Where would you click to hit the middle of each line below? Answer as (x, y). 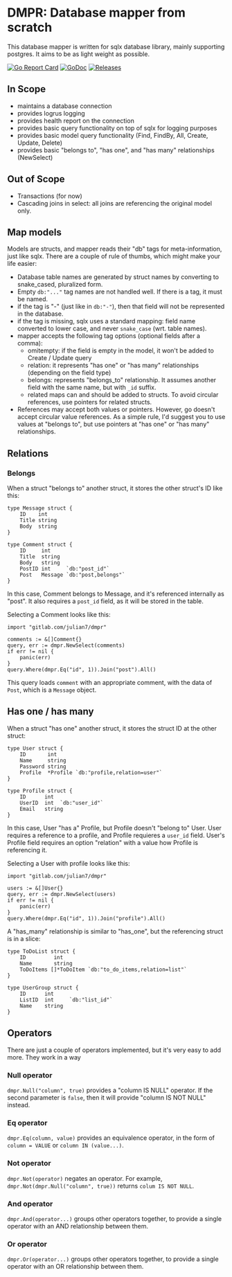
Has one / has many (51, 712)
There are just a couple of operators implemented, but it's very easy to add (114, 1050)
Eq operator (27, 1123)
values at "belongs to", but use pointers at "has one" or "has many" (113, 425)
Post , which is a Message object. (52, 690)
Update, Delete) (40, 143)
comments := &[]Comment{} (44, 640)
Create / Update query (60, 358)
